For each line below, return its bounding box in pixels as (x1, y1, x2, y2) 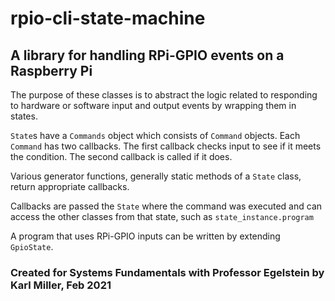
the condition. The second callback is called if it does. (10, 151, 233, 162)
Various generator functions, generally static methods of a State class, (10, 170, 302, 182)
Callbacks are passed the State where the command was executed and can (10, 200, 323, 212)
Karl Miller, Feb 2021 (10, 278, 112, 292)
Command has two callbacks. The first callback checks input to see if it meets (10, 140, 322, 152)
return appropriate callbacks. (10, 181, 130, 192)
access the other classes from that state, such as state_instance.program (10, 211, 314, 222)
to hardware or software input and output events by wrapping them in (10, 100, 297, 111)
